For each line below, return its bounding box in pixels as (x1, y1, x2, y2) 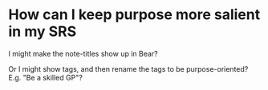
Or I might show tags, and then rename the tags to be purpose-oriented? (8, 64, 249, 73)
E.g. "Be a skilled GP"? (8, 72, 83, 82)
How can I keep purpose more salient (8, 6, 261, 24)
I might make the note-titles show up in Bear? (8, 49, 158, 58)
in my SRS (8, 22, 77, 41)
